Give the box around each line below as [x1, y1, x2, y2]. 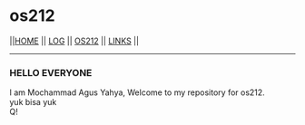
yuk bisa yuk [9, 97, 57, 108]
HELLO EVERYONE [9, 66, 93, 79]
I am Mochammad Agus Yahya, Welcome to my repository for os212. [9, 87, 265, 98]
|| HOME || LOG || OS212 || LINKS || [9, 35, 139, 46]
